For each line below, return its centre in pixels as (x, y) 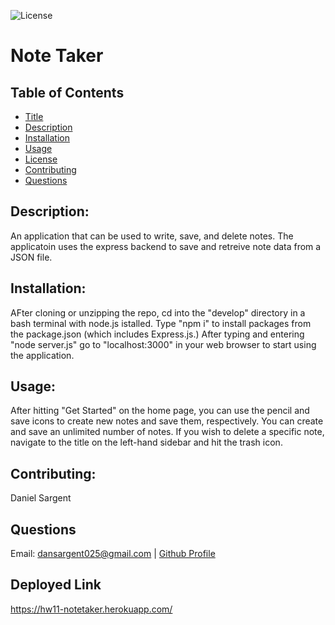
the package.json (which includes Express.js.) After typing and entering (157, 334)
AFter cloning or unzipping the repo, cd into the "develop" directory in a (158, 312)
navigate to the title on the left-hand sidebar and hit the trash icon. (146, 442)
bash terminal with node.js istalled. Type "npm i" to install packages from (161, 323)
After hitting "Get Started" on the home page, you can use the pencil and (160, 411)
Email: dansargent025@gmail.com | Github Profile (113, 554)
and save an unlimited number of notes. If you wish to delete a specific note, (167, 432)
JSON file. (31, 257)
